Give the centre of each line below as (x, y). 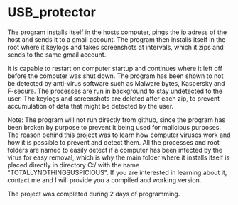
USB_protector (52, 12)
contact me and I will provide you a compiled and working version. (104, 180)
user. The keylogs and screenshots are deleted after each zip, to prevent (114, 98)
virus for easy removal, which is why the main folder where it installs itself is (119, 157)
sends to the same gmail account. (57, 55)
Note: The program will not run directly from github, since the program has (117, 120)
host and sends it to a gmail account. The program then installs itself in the (117, 39)
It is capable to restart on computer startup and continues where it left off (115, 68)
